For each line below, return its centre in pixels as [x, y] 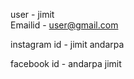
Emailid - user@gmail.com [64, 25]
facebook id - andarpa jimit [66, 63]
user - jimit [32, 14]
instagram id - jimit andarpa [67, 44]
